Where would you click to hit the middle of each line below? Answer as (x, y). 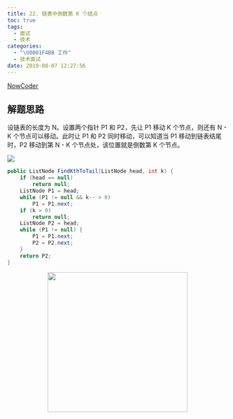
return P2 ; (36, 256)
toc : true (22, 20)
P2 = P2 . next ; (53, 243)
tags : (15, 27)
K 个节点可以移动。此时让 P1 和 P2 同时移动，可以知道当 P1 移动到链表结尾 (114, 136)
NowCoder (23, 85)
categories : (24, 46)
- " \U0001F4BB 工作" (42, 53)
